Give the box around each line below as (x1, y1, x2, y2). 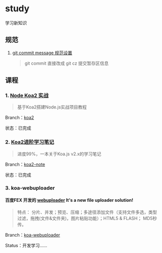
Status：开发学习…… (5, 242, 47, 248)
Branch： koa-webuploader (5, 232, 60, 238)
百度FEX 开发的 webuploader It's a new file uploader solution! (5, 197, 133, 203)
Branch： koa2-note (5, 161, 45, 167)
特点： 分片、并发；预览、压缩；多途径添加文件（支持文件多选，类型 (17, 209, 157, 215)
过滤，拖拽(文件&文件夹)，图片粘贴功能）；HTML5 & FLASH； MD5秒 (17, 215, 157, 221)
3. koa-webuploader (5, 184, 55, 191)
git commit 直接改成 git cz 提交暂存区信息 (24, 60, 109, 66)
